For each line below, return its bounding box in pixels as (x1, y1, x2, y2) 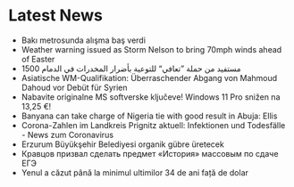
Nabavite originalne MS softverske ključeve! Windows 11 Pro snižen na (21, 91, 281, 102)
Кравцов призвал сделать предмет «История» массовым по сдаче (21, 148, 279, 159)
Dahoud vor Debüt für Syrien (21, 82, 128, 93)
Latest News (8, 5, 104, 26)
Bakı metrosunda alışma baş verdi (21, 35, 147, 45)
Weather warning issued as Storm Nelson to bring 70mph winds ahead (21, 44, 282, 54)
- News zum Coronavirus (21, 129, 113, 140)
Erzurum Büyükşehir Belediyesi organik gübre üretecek (21, 139, 224, 150)
